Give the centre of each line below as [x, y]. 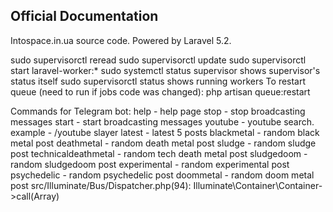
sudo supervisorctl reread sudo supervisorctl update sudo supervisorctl [158, 60]
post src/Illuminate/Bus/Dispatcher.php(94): [101, 185]
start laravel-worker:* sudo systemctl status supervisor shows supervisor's [165, 70]
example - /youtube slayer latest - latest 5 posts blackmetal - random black [165, 132]
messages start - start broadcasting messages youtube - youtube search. [162, 121]
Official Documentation [84, 16]
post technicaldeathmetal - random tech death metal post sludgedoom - [159, 153]
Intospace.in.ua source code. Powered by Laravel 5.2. [121, 40]
